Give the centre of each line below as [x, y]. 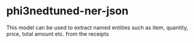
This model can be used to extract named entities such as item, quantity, [97, 27]
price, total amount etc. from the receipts [58, 33]
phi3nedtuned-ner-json [68, 11]
